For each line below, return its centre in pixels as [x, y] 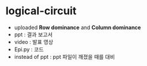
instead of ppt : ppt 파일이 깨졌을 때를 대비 [65, 56]
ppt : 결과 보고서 [33, 34]
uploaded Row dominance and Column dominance [77, 27]
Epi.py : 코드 [29, 49]
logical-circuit [41, 11]
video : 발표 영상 [34, 42]
